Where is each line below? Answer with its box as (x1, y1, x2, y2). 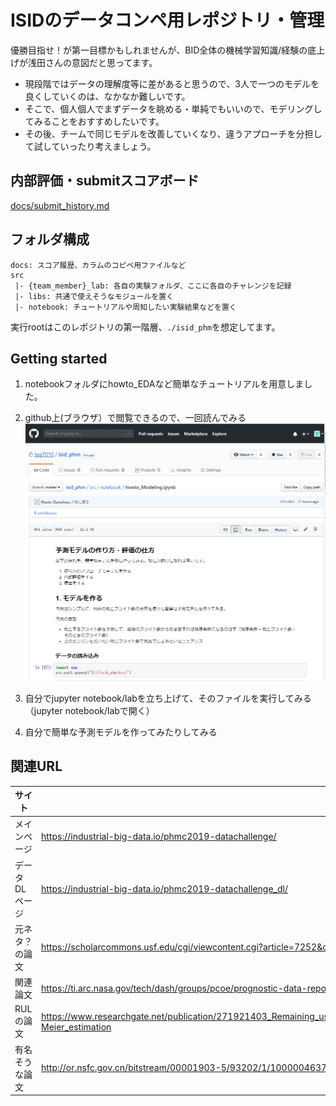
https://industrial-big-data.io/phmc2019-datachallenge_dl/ (41, 882, 288, 895)
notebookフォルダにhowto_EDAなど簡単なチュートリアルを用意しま (24, 378, 305, 390)
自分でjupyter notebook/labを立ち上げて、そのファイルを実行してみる (24, 692, 312, 704)
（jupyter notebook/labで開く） (24, 704, 155, 716)
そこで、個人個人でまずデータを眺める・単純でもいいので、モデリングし (24, 102, 323, 115)
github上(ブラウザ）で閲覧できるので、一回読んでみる (24, 412, 247, 424)
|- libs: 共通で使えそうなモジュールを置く (14, 291, 175, 301)
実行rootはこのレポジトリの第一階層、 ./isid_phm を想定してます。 (10, 321, 281, 333)
